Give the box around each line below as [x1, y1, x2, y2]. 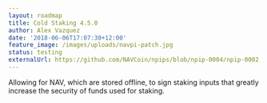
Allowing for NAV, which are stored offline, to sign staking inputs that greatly [8, 77, 260, 87]
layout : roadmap [8, 11, 62, 20]
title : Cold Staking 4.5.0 [8, 19, 98, 27]
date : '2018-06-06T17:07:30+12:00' [8, 33, 127, 42]
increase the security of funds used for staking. [8, 86, 165, 95]
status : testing [8, 48, 62, 56]
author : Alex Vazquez [8, 26, 81, 34]
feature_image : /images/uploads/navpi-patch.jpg [8, 41, 173, 49]
